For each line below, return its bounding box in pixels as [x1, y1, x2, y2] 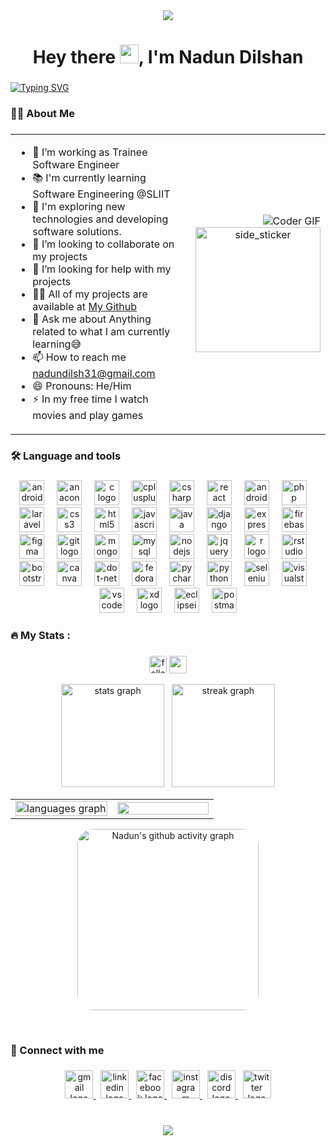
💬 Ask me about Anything [32, 312, 152, 326]
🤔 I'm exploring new [32, 199, 126, 213]
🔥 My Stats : [10, 628, 71, 642]
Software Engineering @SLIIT [32, 187, 171, 201]
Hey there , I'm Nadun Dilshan [32, 46, 304, 69]
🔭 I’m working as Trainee [32, 145, 148, 159]
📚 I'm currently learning [32, 170, 147, 184]
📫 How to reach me [32, 350, 127, 364]
